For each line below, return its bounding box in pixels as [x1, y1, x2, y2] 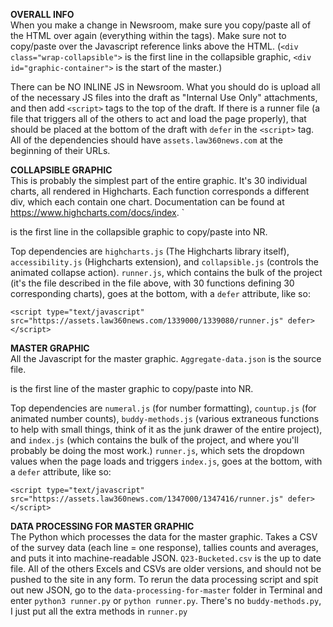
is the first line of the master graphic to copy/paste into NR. [10, 383, 254, 394]
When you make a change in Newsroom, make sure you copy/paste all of [10, 19, 312, 31]
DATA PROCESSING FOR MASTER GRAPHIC [10, 520, 195, 532]
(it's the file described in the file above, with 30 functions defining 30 [10, 277, 295, 289]
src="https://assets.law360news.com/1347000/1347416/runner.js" [10, 494, 284, 504]
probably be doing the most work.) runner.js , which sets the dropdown [10, 445, 305, 456]
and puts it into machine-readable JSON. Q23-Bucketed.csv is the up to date [10, 552, 322, 564]
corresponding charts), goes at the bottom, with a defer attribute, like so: [10, 288, 311, 299]
